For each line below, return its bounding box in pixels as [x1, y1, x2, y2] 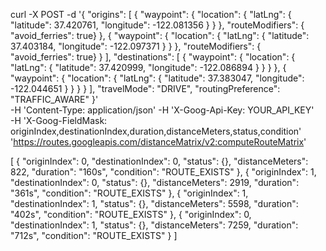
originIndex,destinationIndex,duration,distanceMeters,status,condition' [10, 125, 302, 137]
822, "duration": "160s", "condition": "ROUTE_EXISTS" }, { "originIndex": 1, [10, 166, 317, 178]
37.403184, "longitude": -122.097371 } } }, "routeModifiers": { [10, 40, 262, 52]
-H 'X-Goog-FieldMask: [10, 115, 108, 126]
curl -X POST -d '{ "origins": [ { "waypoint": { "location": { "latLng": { [10, 9, 292, 20]
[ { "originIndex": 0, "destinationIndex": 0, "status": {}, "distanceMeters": [10, 155, 309, 167]
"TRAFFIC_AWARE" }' [10, 94, 99, 105]
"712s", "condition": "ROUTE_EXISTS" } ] [10, 230, 178, 241]
